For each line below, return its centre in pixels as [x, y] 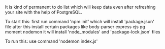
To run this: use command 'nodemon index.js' [51, 41]
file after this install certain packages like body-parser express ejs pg [75, 27]
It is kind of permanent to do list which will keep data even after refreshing [81, 7]
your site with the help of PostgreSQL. [44, 12]
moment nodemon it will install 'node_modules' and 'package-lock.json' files [83, 32]
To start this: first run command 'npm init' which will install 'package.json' [80, 22]
